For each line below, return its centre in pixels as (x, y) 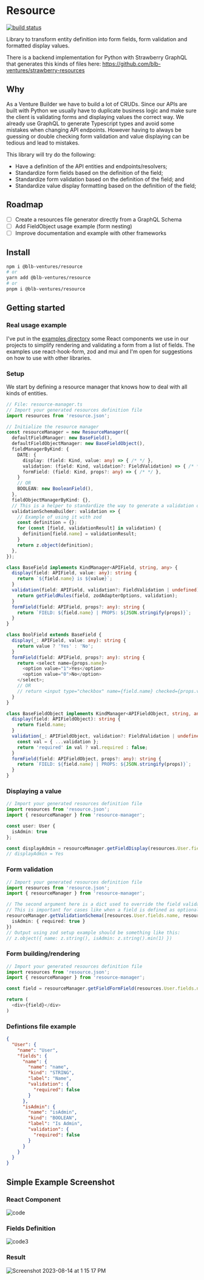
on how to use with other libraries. (49, 358)
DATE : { (27, 455)
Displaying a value (34, 791)
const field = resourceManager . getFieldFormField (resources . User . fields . (102, 989)
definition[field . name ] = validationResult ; (80, 534)
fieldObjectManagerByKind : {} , (51, 500)
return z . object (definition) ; (56, 545)
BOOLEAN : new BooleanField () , (56, 489)
